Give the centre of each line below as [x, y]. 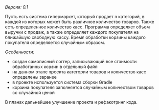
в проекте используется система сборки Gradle [62, 82]
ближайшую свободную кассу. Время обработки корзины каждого [75, 37]
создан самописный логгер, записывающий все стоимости [74, 61]
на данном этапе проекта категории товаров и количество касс [79, 72]
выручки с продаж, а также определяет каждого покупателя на [72, 32]
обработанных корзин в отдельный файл [55, 66]
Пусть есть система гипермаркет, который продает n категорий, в [75, 16]
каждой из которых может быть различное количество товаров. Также [80, 22]
